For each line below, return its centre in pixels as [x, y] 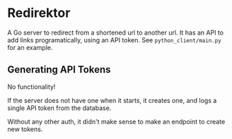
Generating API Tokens [59, 69]
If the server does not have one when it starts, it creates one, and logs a [112, 100]
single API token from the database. [59, 108]
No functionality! [31, 87]
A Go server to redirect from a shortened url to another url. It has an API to [116, 32]
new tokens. [25, 129]
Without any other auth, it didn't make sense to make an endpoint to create [116, 121]
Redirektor [39, 13]
